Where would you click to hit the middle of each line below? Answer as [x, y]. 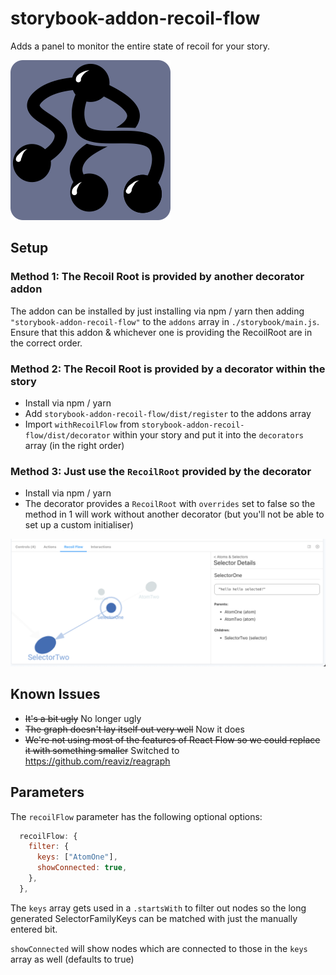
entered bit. [34, 929]
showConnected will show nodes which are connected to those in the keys [159, 948]
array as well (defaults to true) [72, 959]
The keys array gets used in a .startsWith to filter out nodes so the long [158, 908]
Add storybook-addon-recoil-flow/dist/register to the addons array [168, 413]
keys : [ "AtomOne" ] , [77, 857]
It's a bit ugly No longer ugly [83, 718]
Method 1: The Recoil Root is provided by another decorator [157, 277]
